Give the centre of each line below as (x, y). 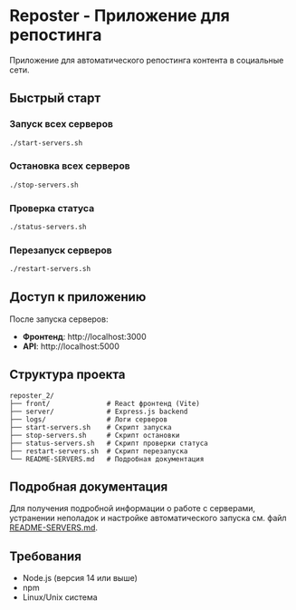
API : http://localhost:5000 (71, 346)
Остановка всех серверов (70, 166)
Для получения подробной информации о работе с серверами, (133, 508)
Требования (45, 556)
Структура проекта (67, 375)
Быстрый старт (55, 98)
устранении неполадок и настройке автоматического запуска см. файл (148, 518)
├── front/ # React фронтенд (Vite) (105, 403)
